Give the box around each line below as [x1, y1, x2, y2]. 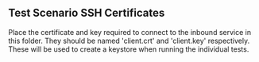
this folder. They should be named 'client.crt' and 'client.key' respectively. [8, 36, 250, 45]
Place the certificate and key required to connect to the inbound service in [8, 27, 252, 37]
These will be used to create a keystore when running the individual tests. [8, 44, 249, 54]
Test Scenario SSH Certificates [8, 6, 165, 20]
